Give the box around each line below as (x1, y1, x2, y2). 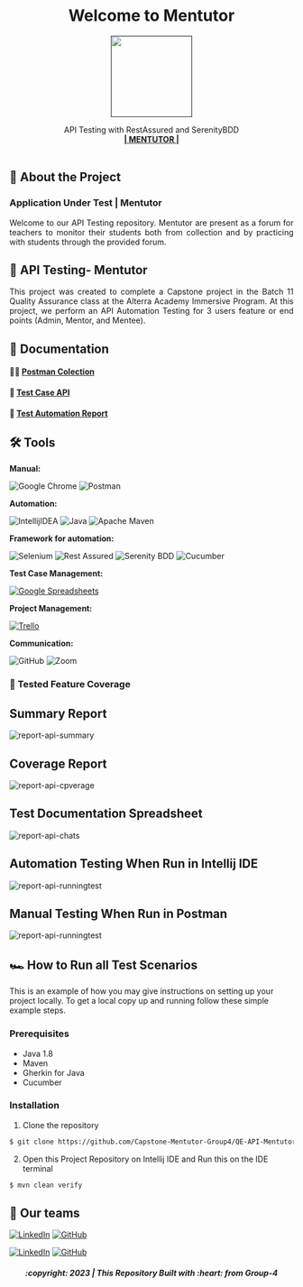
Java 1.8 (22, 1048, 54, 1059)
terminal (22, 1163, 54, 1173)
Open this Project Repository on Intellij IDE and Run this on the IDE (22, 1154, 269, 1164)
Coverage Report (9, 756, 107, 771)
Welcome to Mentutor (68, 5, 235, 26)
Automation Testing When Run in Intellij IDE (9, 856, 259, 871)
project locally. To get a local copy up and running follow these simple (9, 996, 269, 1007)
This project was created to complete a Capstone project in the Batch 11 (9, 286, 294, 298)
